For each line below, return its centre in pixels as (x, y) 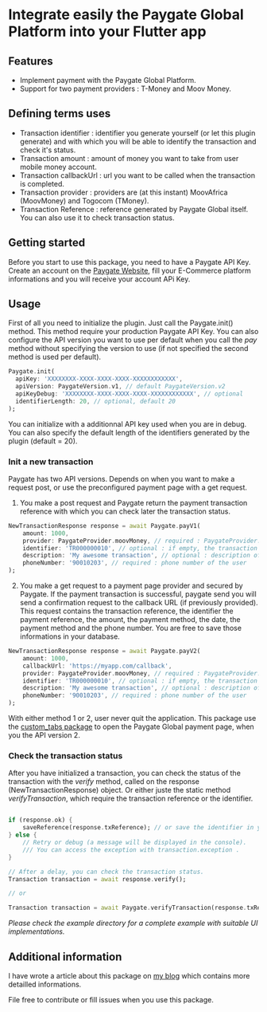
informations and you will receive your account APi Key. (99, 279)
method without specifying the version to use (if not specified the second (128, 348)
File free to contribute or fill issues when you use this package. (111, 999)
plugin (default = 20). (43, 441)
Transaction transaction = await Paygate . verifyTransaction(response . (128, 908)
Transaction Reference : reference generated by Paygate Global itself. (134, 209)
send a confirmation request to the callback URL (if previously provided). (139, 603)
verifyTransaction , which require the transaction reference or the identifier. (131, 798)
